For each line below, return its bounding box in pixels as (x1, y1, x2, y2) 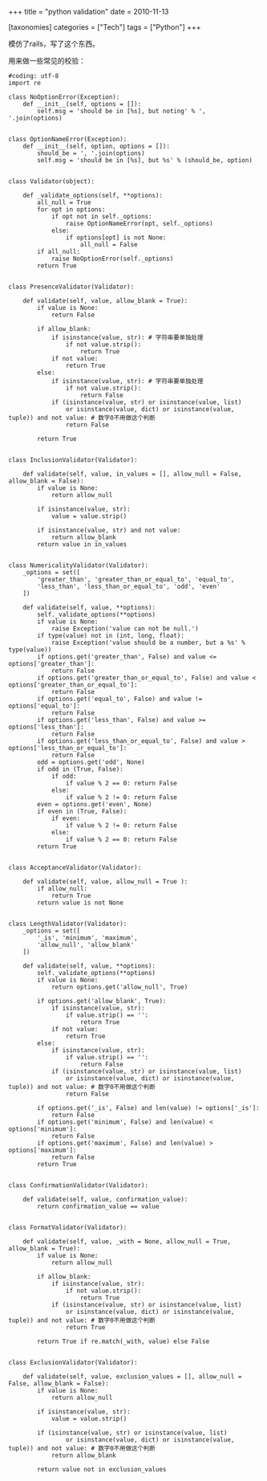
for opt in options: (37, 206, 106, 214)
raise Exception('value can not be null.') (51, 625, 199, 633)
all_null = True (37, 198, 91, 206)
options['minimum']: (8, 1125, 78, 1133)
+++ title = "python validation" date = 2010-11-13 (8, 7, 169, 16)
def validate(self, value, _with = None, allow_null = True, (22, 1238, 231, 1246)
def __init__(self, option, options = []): (22, 142, 171, 150)
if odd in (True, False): (37, 765, 124, 773)
